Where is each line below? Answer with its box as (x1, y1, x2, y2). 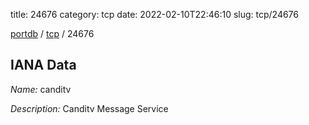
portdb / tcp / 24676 (10, 28, 95, 39)
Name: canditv (10, 83, 72, 95)
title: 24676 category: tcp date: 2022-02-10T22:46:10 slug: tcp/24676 (10, 9, 300, 20)
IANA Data (10, 57, 77, 74)
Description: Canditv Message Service (10, 102, 169, 114)
